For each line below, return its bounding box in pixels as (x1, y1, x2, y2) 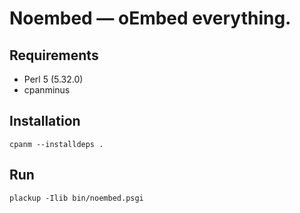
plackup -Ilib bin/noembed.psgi (9, 193, 144, 203)
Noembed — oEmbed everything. (9, 7, 292, 30)
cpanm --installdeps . (9, 139, 104, 149)
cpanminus (23, 84, 71, 96)
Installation (9, 113, 81, 130)
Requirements (9, 47, 99, 64)
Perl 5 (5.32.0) (23, 73, 84, 85)
